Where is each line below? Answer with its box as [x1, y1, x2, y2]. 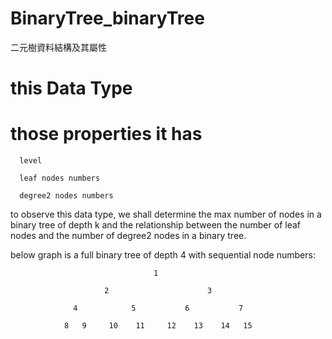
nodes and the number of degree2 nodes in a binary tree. [10, 230, 247, 242]
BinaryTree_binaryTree [10, 7, 205, 30]
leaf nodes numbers [19, 173, 101, 184]
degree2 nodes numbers [19, 191, 114, 201]
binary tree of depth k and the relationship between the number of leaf [10, 219, 301, 231]
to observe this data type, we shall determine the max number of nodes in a [10, 208, 322, 221]
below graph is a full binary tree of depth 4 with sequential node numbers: [10, 249, 316, 261]
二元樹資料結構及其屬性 [10, 41, 107, 53]
